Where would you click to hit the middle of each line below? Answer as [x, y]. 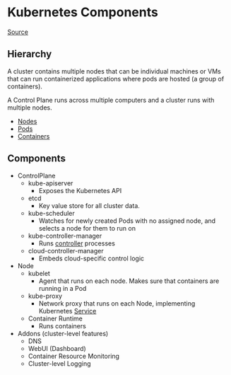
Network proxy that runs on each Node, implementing [117, 303]
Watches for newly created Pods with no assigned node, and [127, 221]
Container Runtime [55, 318]
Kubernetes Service [67, 311]
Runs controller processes [77, 243]
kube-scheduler [52, 213]
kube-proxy [45, 296]
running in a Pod [63, 288]
